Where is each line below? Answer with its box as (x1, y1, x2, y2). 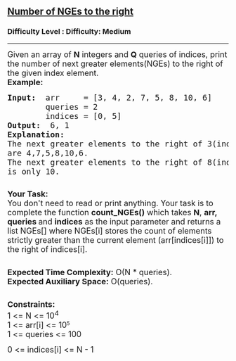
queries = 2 (45, 101, 98, 112)
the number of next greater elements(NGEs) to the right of (7, 58, 223, 69)
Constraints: (7, 299, 55, 309)
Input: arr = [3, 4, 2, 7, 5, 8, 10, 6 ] (7, 92, 212, 103)
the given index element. (7, 68, 99, 78)
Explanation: (7, 129, 65, 139)
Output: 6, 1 (7, 120, 70, 130)
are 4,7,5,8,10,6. (7, 148, 89, 158)
